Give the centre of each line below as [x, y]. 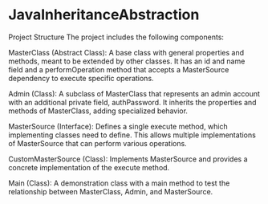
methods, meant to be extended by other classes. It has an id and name [127, 61]
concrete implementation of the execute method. [89, 167]
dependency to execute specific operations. [81, 78]
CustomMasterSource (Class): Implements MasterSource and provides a [128, 159]
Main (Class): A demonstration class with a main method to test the [119, 183]
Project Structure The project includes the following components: [116, 37]
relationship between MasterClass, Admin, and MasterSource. [111, 191]
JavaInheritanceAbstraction [104, 15]
